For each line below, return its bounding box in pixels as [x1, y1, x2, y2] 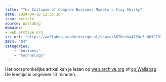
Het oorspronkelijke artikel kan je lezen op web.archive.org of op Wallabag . [5, 66, 158, 72]
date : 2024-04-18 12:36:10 [5, 12, 61, 17]
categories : [5, 44, 30, 49]
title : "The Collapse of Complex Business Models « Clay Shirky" [5, 7, 142, 12]
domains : [5, 26, 23, 30]
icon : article [5, 16, 35, 21]
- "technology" [14, 53, 45, 58]
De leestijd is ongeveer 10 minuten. [5, 72, 77, 78]
